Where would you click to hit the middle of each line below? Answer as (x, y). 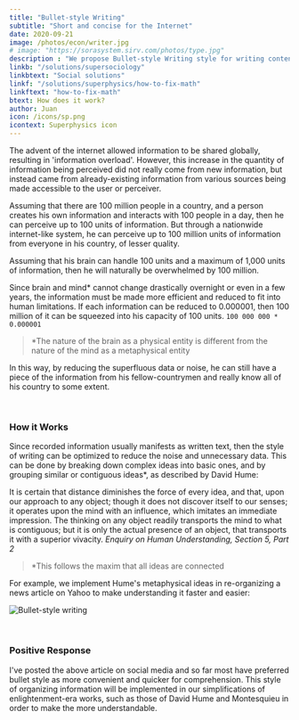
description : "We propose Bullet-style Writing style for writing (137, 59)
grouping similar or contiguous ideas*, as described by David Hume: (134, 475)
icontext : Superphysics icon (63, 126)
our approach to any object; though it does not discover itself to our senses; (149, 502)
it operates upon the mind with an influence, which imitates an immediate (143, 511)
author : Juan (33, 109)
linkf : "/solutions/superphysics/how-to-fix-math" (105, 84)
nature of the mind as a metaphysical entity (110, 350)
